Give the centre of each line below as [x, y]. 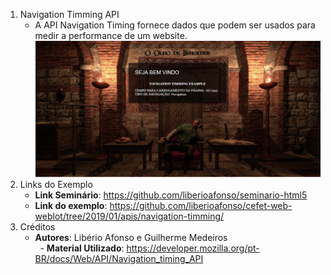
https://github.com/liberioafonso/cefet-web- [201, 206]
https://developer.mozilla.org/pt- [193, 248]
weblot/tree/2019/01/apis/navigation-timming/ [129, 216]
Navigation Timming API [69, 14]
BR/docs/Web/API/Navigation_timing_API [119, 259]
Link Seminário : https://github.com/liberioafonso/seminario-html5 [171, 195]
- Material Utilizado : [82, 248]
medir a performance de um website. [111, 35]
